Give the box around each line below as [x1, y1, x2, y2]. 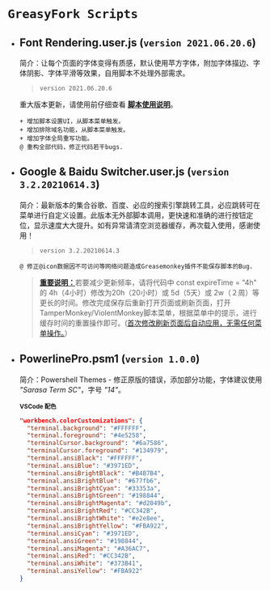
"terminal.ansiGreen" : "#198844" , [27, 537, 143, 545]
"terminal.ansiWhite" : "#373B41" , [27, 559, 143, 568]
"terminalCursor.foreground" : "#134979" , [27, 447, 169, 455]
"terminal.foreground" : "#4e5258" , [27, 431, 147, 439]
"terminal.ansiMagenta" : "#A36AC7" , [27, 545, 150, 553]
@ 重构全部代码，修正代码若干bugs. [19, 143, 124, 151]
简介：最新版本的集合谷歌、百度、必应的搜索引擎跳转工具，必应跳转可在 [19, 200, 260, 210]
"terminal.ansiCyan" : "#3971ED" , [27, 529, 140, 537]
